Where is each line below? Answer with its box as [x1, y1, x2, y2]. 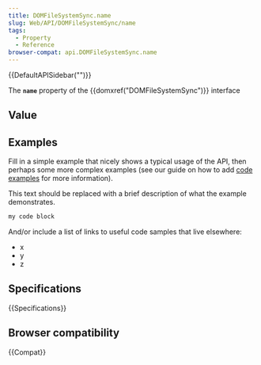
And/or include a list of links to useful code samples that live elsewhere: [8, 227, 243, 236]
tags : [8, 26, 26, 34]
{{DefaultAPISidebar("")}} [8, 71, 92, 79]
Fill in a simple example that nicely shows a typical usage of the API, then [8, 156, 247, 167]
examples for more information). [8, 174, 113, 183]
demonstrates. [8, 198, 55, 207]
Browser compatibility [8, 326, 120, 340]
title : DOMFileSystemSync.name [8, 11, 112, 20]
